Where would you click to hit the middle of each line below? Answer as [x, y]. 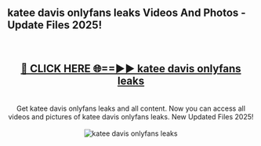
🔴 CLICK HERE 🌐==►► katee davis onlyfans [131, 69]
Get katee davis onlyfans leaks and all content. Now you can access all [131, 108]
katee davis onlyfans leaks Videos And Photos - [127, 13]
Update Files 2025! [55, 26]
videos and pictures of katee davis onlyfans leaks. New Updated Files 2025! [131, 116]
